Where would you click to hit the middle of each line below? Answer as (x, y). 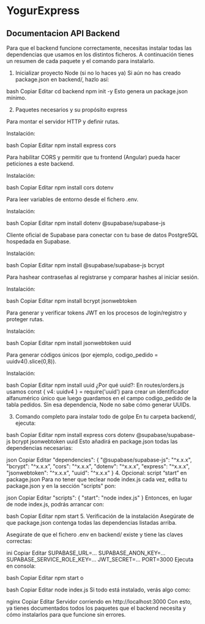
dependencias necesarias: (40, 448)
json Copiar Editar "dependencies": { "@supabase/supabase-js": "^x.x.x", (99, 460)
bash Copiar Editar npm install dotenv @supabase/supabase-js (86, 223)
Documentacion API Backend (63, 33)
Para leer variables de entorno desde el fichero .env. (73, 199)
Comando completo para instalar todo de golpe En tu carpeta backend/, (106, 417)
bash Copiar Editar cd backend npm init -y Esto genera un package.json (97, 91)
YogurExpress (43, 11)
